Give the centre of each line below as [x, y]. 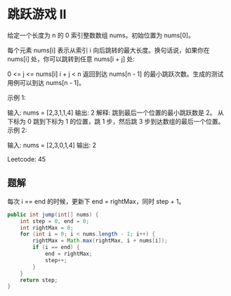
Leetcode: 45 [27, 159]
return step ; [39, 280]
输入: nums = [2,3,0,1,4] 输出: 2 [52, 145]
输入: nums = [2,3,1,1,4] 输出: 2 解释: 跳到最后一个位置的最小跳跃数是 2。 [112, 112]
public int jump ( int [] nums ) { [53, 214]
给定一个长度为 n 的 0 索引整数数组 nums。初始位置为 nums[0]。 [101, 35]
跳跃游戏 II [37, 14]
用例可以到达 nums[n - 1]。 [46, 82]
